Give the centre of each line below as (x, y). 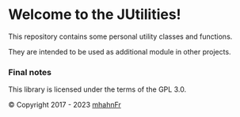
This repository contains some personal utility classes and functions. (120, 36)
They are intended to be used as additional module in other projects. (120, 51)
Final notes (30, 72)
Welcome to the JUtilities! (95, 15)
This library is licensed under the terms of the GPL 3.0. (97, 89)
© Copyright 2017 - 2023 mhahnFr (65, 105)
